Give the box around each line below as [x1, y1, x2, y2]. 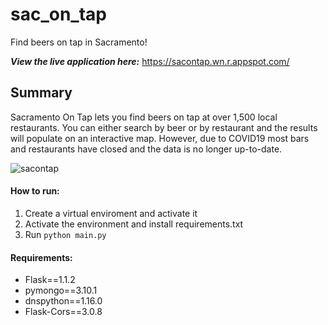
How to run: [10, 185, 60, 197]
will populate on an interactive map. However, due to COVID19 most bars [10, 132, 310, 144]
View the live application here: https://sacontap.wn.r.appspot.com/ [10, 55, 290, 67]
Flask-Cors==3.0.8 [24, 306, 103, 318]
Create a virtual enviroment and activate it [24, 207, 198, 219]
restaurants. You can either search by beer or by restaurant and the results [10, 121, 318, 133]
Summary [10, 84, 73, 102]
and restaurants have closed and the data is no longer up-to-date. [10, 143, 283, 155]
